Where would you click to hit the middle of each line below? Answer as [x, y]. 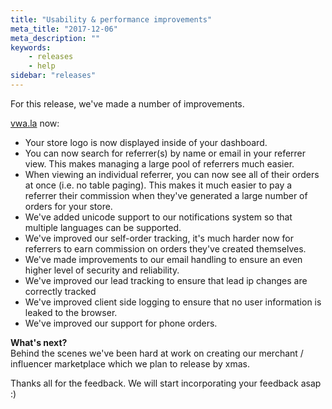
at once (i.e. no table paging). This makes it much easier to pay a [158, 185]
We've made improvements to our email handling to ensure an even [163, 259]
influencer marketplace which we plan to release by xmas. [130, 363]
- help [42, 66]
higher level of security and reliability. [102, 270]
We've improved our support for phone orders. [121, 323]
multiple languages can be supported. [103, 227]
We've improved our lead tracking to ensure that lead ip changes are [166, 280]
